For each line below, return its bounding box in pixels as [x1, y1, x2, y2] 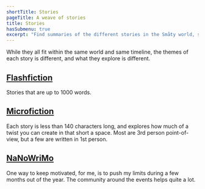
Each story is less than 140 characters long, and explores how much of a [6, 123, 189, 130]
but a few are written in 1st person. [20, 135, 108, 143]
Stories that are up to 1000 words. [6, 88, 92, 96]
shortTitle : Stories [6, 9, 59, 15]
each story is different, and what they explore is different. [6, 55, 151, 62]
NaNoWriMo [6, 153, 54, 163]
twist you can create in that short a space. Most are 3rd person [6, 129, 165, 136]
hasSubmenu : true [6, 26, 51, 32]
